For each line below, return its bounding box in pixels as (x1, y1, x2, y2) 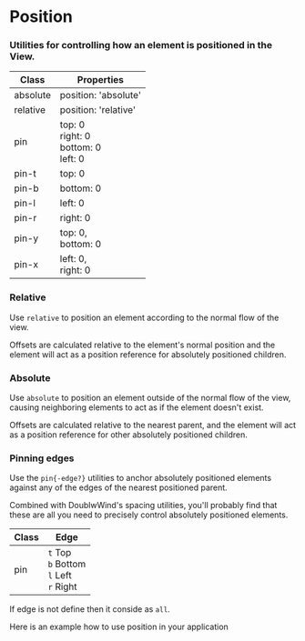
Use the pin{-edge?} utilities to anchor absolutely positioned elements (9, 473, 271, 484)
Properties (76, 74, 125, 86)
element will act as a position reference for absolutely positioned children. (9, 348, 287, 360)
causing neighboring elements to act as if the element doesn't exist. (9, 402, 264, 413)
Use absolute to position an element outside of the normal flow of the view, (9, 393, 291, 404)
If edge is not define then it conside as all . (9, 604, 170, 615)
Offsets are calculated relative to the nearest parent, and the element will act (9, 420, 297, 431)
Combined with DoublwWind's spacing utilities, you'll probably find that (9, 500, 278, 511)
